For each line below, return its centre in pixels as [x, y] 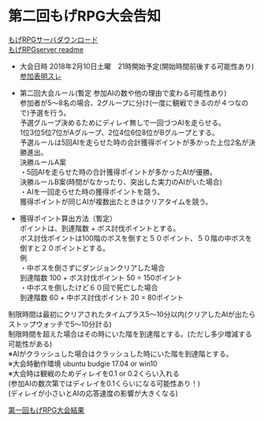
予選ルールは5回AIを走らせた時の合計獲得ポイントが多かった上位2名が [134, 142]
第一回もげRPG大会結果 [46, 410]
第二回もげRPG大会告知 [85, 16]
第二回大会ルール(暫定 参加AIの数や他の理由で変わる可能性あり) [123, 92]
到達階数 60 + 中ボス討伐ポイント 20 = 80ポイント [102, 297]
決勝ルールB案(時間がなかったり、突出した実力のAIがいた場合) [121, 182]
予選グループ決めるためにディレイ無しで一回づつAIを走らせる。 [123, 122]
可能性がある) [30, 344]
